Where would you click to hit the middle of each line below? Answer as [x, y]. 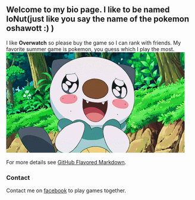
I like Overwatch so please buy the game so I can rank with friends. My [94, 43]
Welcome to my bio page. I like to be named [88, 10]
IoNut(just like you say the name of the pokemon [98, 19]
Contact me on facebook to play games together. [66, 190]
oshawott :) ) [30, 28]
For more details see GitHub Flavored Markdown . [66, 162]
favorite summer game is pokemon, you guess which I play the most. [90, 49]
